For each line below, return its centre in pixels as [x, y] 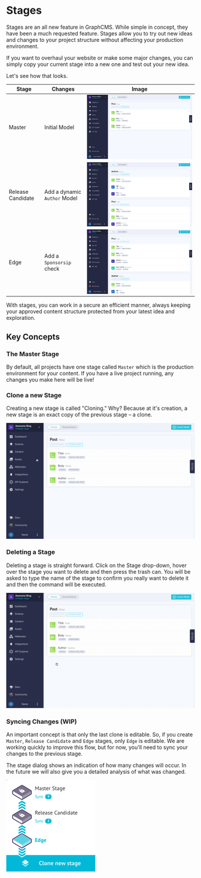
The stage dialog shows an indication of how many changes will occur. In [96, 765]
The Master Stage [33, 353]
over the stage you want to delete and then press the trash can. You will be [98, 571]
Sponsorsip [58, 263]
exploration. [21, 318]
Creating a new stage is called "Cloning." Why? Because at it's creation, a [97, 408]
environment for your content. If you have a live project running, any [90, 373]
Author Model [61, 198]
